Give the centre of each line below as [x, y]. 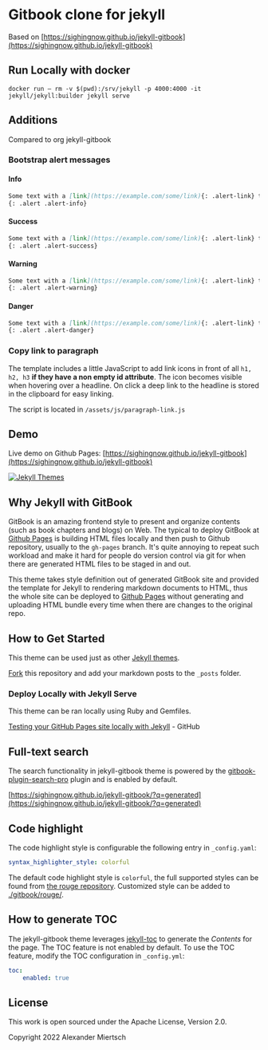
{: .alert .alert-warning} [53, 288]
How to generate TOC [63, 920]
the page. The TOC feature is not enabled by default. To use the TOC [122, 947]
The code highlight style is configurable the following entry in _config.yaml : [132, 847]
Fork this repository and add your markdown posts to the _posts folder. [125, 673]
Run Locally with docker [69, 71]
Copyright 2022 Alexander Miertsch [67, 1037]
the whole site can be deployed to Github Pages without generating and [126, 597]
